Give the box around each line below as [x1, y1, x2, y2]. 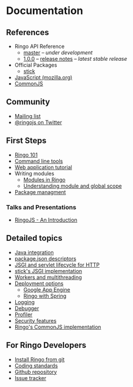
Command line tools [14, 157, 63, 164]
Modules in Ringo [23, 176, 66, 183]
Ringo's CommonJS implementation [14, 323, 101, 330]
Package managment [14, 188, 66, 195]
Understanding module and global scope [23, 182, 122, 189]
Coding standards [14, 362, 58, 369]
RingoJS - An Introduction [14, 216, 78, 223]
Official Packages [14, 61, 57, 68]
